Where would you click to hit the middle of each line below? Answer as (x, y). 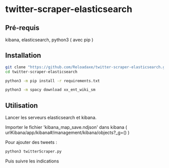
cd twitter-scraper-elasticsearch (41, 72)
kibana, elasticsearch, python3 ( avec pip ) (49, 40)
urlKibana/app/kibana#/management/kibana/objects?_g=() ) (67, 133)
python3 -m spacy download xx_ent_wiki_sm (50, 90)
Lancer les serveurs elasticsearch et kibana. (51, 118)
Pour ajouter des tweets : (31, 142)
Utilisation (22, 106)
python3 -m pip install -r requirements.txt (53, 81)
